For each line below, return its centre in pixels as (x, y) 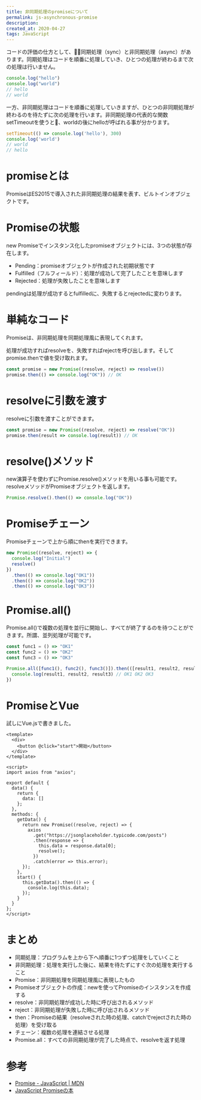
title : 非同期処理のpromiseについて (47, 12)
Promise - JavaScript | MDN (49, 1083)
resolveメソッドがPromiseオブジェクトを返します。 (70, 487)
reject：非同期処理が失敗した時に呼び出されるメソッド (82, 1010)
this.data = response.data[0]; (77, 846)
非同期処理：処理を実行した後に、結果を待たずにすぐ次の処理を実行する (104, 965)
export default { (28, 783)
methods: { (25, 815)
